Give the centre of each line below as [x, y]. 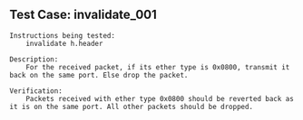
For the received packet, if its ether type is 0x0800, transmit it [158, 67]
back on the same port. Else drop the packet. [99, 75]
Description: [34, 59]
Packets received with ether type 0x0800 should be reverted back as [160, 98]
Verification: [36, 91]
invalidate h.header [64, 43]
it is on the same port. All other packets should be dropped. [132, 106]
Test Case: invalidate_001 [83, 15]
